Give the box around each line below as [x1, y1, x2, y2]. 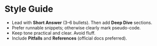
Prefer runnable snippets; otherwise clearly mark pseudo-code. [11, 24, 141, 30]
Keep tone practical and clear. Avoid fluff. [11, 30, 95, 36]
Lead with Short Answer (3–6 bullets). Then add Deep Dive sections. [11, 20, 153, 25]
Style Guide [4, 3, 54, 15]
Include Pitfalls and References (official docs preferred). [11, 35, 127, 41]
